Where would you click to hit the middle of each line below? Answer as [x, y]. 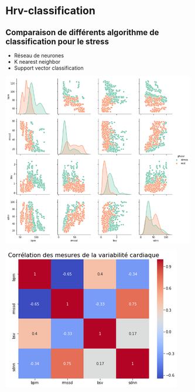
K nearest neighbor [37, 62]
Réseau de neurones [39, 56]
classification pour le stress [57, 41]
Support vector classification [49, 68]
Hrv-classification [51, 11]
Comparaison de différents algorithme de [82, 32]
